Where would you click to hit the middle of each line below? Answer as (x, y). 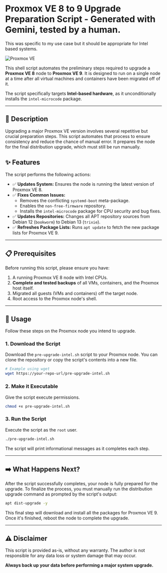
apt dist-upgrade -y (27, 503)
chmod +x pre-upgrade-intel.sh (38, 406)
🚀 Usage (18, 319)
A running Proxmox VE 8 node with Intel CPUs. (60, 278)
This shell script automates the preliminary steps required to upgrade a (78, 68)
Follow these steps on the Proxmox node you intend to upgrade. (71, 331)
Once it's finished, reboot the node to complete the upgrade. (67, 518)
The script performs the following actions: (48, 174)
